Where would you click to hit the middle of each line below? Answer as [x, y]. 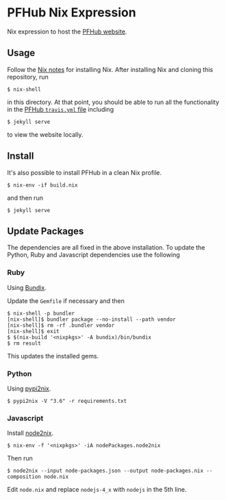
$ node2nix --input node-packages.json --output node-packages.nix [105, 471]
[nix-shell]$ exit [33, 331]
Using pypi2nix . [29, 389]
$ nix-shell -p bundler [41, 313]
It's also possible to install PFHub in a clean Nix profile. [85, 172]
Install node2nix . [30, 433]
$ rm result [24, 343]
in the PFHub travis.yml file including [61, 109]
